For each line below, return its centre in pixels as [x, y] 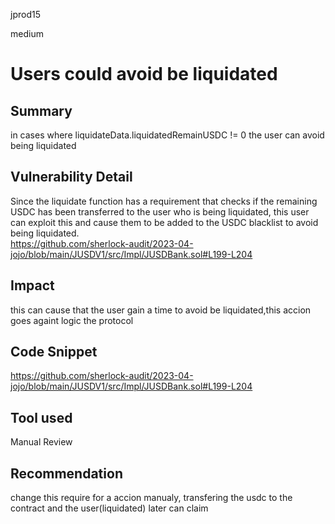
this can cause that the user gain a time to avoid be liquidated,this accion [161, 310]
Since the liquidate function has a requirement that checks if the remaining [164, 201]
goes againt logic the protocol [72, 320]
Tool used [41, 417]
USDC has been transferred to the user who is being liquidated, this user [160, 211]
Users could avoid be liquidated [144, 74]
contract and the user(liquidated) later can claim [109, 508]
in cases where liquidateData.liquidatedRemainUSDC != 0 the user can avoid [167, 135]
